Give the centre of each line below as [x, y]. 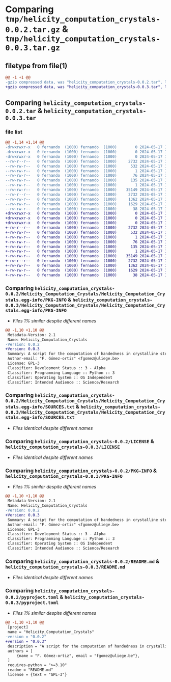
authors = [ [20, 651]
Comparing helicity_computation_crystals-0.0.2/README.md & [82, 561]
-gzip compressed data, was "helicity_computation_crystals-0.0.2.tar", [84, 82]
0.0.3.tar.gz [33, 48]
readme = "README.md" [30, 670]
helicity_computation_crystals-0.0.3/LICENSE [63, 447]
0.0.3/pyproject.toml [32, 603]
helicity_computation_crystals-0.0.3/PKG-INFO [64, 476]
